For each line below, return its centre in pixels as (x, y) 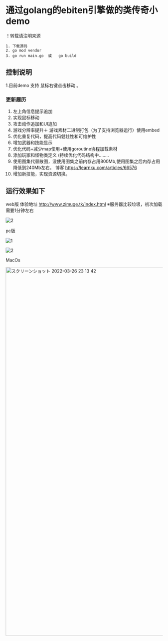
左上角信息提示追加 (33, 111)
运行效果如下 (25, 191)
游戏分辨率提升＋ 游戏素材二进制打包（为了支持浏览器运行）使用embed (86, 130)
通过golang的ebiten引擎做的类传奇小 (82, 10)
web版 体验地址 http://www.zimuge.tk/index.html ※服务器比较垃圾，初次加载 (84, 204)
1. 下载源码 (17, 46)
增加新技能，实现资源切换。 (41, 174)
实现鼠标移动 (26, 117)
